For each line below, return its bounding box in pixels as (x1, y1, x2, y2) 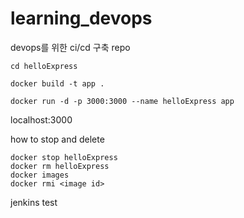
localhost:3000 (10, 113, 73, 126)
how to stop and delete (10, 133, 105, 145)
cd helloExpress (10, 61, 78, 71)
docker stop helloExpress (10, 152, 118, 162)
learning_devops (10, 7, 153, 30)
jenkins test (10, 196, 58, 208)
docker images (10, 170, 70, 180)
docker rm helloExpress (10, 161, 110, 171)
